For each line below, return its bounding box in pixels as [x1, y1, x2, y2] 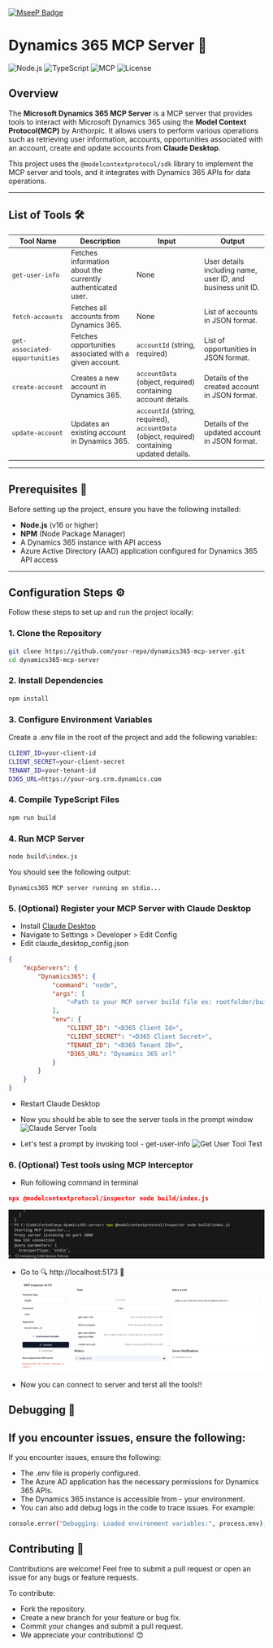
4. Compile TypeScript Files [8, 794, 120, 805]
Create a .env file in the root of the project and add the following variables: [8, 732, 258, 742]
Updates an [70, 419, 110, 428]
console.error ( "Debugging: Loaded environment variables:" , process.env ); [8, 1519, 267, 1528]
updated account [204, 427, 262, 437]
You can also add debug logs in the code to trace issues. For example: [19, 1503, 256, 1513]
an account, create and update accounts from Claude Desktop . [8, 142, 221, 152]
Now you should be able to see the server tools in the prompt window [19, 1115, 253, 1124]
